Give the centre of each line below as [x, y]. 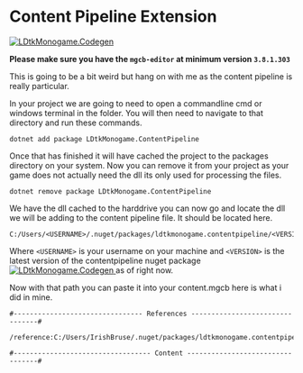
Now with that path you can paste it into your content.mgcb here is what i [146, 287]
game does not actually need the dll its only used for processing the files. [146, 175]
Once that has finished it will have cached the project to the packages [139, 156]
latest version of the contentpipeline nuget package [105, 260]
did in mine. [31, 297]
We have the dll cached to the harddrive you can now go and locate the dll [147, 208]
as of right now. [145, 270]
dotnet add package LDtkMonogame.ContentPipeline [105, 139]
